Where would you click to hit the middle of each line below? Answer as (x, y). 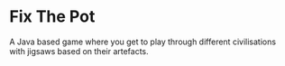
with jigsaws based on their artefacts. (79, 51)
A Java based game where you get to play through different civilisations (143, 42)
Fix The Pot (52, 17)
